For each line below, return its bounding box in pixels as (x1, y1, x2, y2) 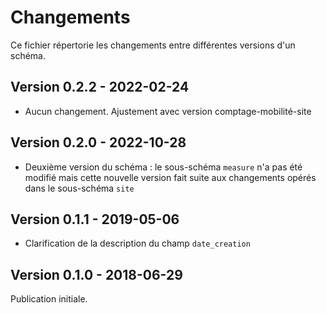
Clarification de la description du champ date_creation (24, 237, 251, 250)
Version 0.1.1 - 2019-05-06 (10, 211, 180, 228)
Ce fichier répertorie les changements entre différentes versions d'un (10, 39, 296, 51)
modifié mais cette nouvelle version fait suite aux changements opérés (24, 171, 317, 183)
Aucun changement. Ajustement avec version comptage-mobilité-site (24, 105, 312, 117)
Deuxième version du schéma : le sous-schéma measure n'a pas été (24, 161, 303, 173)
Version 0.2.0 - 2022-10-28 (10, 134, 187, 151)
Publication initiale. (10, 293, 88, 305)
